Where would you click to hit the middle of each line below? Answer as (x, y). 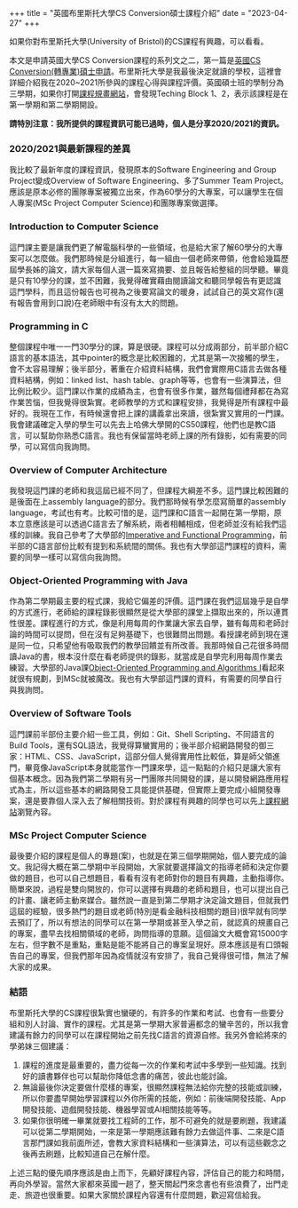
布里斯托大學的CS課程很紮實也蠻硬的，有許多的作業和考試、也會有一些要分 (147, 1013)
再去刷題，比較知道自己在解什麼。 (92, 1154)
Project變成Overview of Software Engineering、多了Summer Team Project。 (149, 181)
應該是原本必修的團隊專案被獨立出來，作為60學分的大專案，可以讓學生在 (142, 192)
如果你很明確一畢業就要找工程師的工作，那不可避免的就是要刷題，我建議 (154, 1121)
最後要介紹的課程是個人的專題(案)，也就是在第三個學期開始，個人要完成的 (144, 856)
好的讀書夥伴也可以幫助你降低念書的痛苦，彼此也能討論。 (127, 1077)
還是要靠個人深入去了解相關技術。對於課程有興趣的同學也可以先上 (145, 800)
